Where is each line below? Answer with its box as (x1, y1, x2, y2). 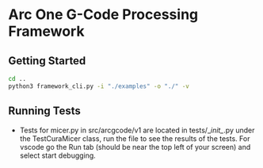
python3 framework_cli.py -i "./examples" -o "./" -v (8, 82, 190, 90)
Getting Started (8, 54, 86, 67)
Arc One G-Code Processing (8, 6, 199, 24)
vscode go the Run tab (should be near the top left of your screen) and (19, 142, 251, 151)
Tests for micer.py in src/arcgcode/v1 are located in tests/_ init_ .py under (19, 125, 255, 135)
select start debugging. (19, 151, 97, 160)
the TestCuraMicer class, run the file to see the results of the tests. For (19, 133, 250, 143)
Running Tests (8, 105, 81, 118)
